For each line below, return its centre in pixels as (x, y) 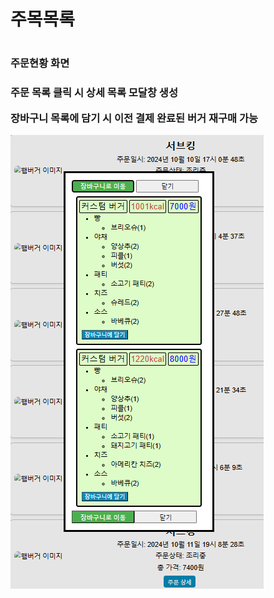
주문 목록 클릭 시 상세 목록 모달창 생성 (94, 93)
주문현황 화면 (40, 63)
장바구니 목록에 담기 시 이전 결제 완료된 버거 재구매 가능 (134, 118)
